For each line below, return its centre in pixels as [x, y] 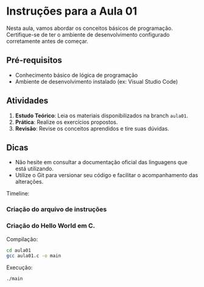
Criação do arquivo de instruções [57, 209]
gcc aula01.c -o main [34, 256]
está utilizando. [34, 169]
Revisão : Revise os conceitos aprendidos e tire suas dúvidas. [92, 128]
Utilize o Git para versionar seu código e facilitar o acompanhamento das [107, 175]
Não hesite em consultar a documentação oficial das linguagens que [101, 162]
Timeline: [18, 194]
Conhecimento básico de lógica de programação [76, 75]
